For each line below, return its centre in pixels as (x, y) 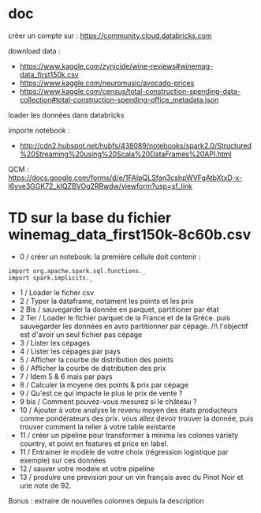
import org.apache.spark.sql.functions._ (77, 271)
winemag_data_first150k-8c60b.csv (130, 235)
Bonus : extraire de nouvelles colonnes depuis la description (106, 500)
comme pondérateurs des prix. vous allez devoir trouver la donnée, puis (136, 418)
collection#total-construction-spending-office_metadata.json (119, 99)
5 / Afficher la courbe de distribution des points (96, 359)
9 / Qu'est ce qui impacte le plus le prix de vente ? (101, 393)
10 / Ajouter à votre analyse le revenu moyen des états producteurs (129, 410)
